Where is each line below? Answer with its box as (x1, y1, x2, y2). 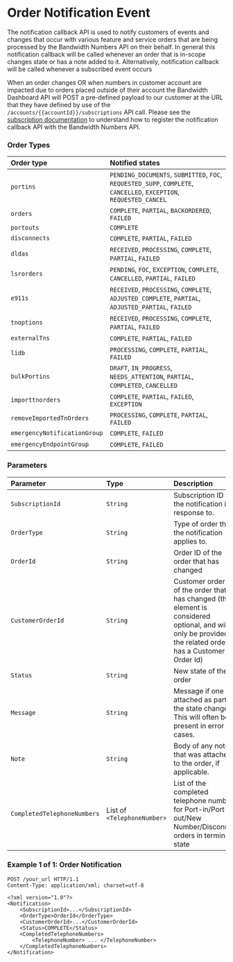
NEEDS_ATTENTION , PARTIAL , (110, 372, 194, 381)
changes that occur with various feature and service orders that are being (7, 35, 218, 43)
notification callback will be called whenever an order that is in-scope (7, 50, 206, 58)
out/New (173, 813, 202, 823)
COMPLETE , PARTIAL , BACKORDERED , (110, 205, 212, 215)
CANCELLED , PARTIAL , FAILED (110, 274, 196, 283)
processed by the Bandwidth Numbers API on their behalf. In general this (7, 42, 216, 51)
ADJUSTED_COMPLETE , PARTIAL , (110, 294, 201, 303)
